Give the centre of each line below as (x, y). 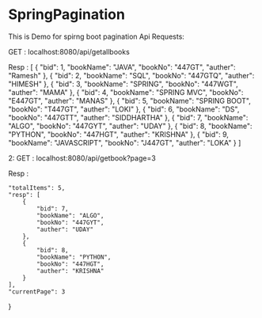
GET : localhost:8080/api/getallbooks (69, 51)
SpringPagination (66, 15)
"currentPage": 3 (37, 291)
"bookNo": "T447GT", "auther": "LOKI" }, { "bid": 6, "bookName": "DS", (124, 109)
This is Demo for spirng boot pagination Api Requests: (96, 36)
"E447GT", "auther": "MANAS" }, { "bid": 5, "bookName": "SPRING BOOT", (129, 100)
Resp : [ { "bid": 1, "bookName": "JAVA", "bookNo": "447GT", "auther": (122, 67)
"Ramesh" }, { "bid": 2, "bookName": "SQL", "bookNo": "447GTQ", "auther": (131, 75)
